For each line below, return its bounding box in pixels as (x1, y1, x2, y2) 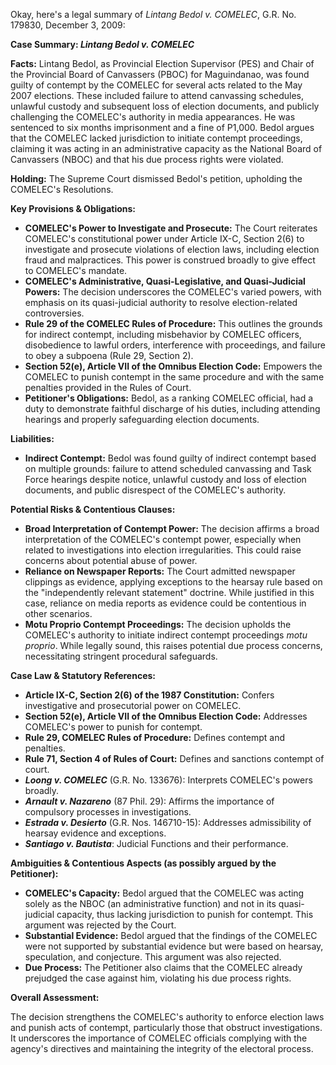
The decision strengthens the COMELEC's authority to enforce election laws (10, 1011, 325, 1023)
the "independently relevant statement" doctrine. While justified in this (24, 587, 315, 598)
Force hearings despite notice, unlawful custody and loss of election (24, 474, 307, 485)
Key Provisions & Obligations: (10, 203, 137, 214)
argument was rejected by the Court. (24, 919, 177, 931)
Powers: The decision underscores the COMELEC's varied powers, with (24, 286, 322, 298)
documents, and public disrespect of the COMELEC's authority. (24, 484, 287, 496)
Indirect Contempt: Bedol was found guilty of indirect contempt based (24, 452, 317, 464)
